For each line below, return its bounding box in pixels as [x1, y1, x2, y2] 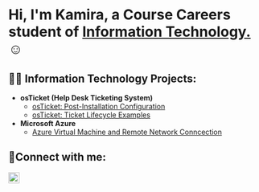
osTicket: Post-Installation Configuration [31, 102, 166, 111]
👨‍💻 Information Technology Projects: [8, 71, 197, 85]
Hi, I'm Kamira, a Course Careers [8, 6, 231, 24]
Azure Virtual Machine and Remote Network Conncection [31, 127, 223, 137]
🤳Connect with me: [8, 150, 106, 164]
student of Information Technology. [8, 22, 251, 41]
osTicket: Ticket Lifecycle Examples [31, 110, 151, 120]
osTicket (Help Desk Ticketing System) [19, 93, 154, 102]
